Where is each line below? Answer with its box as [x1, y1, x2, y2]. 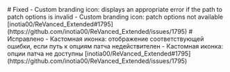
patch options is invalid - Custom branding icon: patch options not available [7, 12, 224, 21]
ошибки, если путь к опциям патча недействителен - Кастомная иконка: [7, 42, 224, 50]
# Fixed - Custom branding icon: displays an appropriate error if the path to [7, 6, 222, 13]
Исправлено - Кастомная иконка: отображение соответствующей [7, 35, 204, 43]
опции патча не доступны [7, 50, 83, 57]
